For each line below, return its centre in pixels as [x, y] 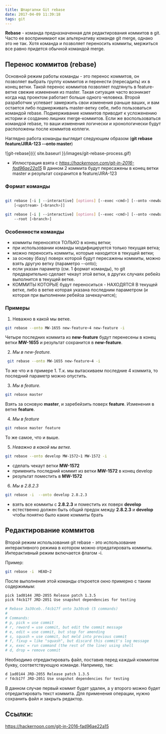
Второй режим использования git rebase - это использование [71, 542]
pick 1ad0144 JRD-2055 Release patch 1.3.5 [51, 595]
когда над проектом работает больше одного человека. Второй [73, 98]
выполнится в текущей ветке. [43, 279]
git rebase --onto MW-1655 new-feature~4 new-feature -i [65, 328]
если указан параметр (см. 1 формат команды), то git [69, 269]
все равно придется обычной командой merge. [55, 49]
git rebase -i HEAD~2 [28, 572]
